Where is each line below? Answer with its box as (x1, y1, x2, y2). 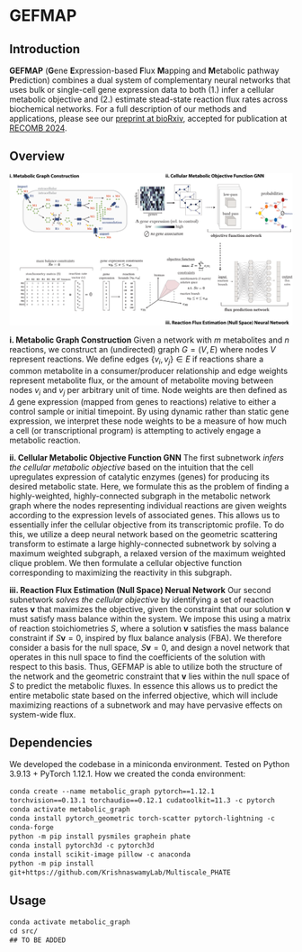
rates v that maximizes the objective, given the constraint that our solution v (9, 603, 291, 614)
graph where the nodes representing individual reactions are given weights (9, 499, 288, 510)
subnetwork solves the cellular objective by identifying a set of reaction (9, 594, 274, 605)
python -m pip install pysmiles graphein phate (9, 832, 191, 841)
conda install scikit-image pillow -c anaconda (9, 850, 191, 859)
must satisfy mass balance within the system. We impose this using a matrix (9, 613, 291, 624)
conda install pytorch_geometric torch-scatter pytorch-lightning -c (9, 814, 276, 823)
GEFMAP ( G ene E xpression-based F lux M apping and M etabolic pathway (9, 65, 280, 76)
